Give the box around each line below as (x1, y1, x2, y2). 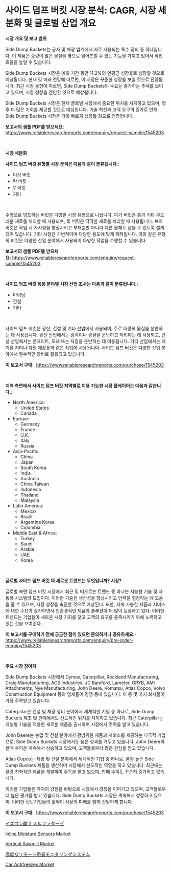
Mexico (20, 508, 36, 514)
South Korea (20, 464, 47, 471)
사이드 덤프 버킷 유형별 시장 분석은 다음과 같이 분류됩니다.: (5, 161, 120, 167)
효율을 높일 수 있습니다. (5, 59, 52, 65)
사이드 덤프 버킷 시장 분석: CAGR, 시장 (5, 5, 156, 16)
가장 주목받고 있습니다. (5, 697, 51, 704)
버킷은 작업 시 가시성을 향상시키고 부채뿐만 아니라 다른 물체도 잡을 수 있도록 (5, 224, 155, 230)
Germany (20, 421, 40, 427)
